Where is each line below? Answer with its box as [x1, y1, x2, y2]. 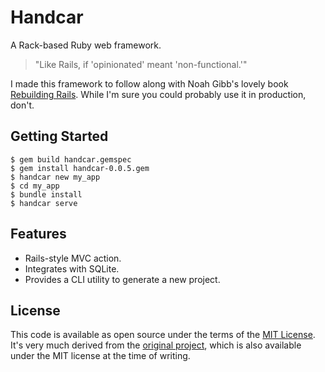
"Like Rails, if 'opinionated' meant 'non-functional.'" [34, 58, 248, 70]
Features [10, 226, 67, 243]
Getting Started [10, 128, 109, 145]
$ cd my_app [10, 181, 60, 191]
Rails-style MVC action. [24, 252, 122, 264]
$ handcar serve [10, 198, 78, 208]
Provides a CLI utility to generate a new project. [24, 273, 221, 285]
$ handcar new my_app [10, 172, 101, 182]
